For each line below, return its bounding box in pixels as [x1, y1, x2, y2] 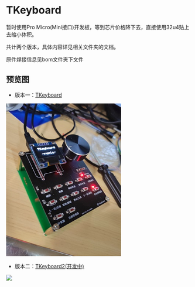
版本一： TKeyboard [14, 91, 63, 98]
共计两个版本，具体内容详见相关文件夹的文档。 [6, 43, 119, 50]
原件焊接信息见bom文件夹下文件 [6, 56, 84, 63]
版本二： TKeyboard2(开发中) [14, 262, 84, 269]
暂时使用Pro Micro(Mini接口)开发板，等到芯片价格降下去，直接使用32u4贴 [6, 23, 184, 30]
